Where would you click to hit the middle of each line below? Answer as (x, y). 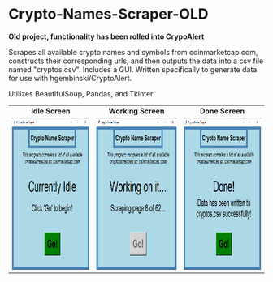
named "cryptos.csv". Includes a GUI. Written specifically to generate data (133, 69)
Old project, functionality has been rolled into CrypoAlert (106, 36)
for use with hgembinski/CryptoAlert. (70, 78)
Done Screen (223, 111)
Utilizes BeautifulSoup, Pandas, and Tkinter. (82, 93)
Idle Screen (51, 111)
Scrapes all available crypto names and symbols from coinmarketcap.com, (133, 52)
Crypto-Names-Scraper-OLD (108, 14)
